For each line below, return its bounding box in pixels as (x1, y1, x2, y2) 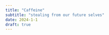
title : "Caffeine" (5, 7, 45, 13)
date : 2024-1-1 (5, 17, 38, 22)
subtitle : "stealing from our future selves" (5, 12, 104, 17)
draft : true (5, 22, 31, 27)
